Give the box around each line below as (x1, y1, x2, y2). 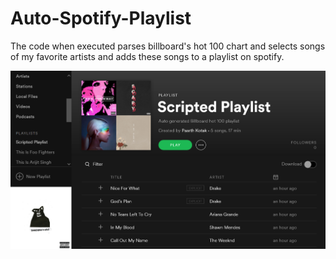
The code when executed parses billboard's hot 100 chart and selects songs (10, 40, 326, 52)
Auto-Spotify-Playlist (10, 7, 192, 30)
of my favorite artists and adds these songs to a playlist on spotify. (10, 50, 285, 62)
